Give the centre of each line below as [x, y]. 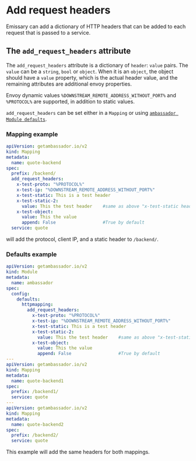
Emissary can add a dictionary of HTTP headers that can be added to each [96, 26]
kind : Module [22, 272]
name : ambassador [32, 283]
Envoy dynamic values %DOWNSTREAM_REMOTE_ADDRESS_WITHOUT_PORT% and [91, 95]
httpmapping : [37, 305]
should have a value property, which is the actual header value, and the [92, 77]
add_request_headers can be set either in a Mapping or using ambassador [91, 112]
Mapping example [32, 134]
